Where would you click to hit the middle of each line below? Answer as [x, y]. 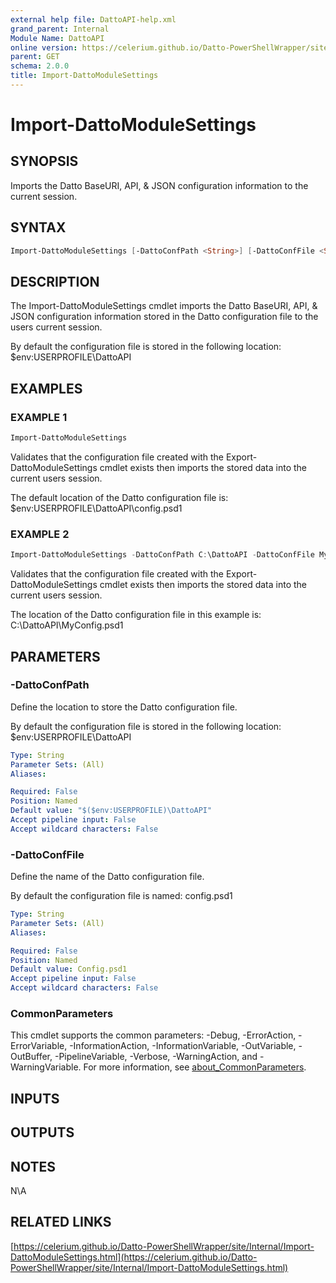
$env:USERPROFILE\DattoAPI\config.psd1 [96, 508]
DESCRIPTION [55, 281]
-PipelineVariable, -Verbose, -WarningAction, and [156, 1057]
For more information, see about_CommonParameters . [195, 1067]
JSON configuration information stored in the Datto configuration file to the [164, 317]
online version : [44, 47]
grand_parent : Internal [60, 29]
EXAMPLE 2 [40, 534]
